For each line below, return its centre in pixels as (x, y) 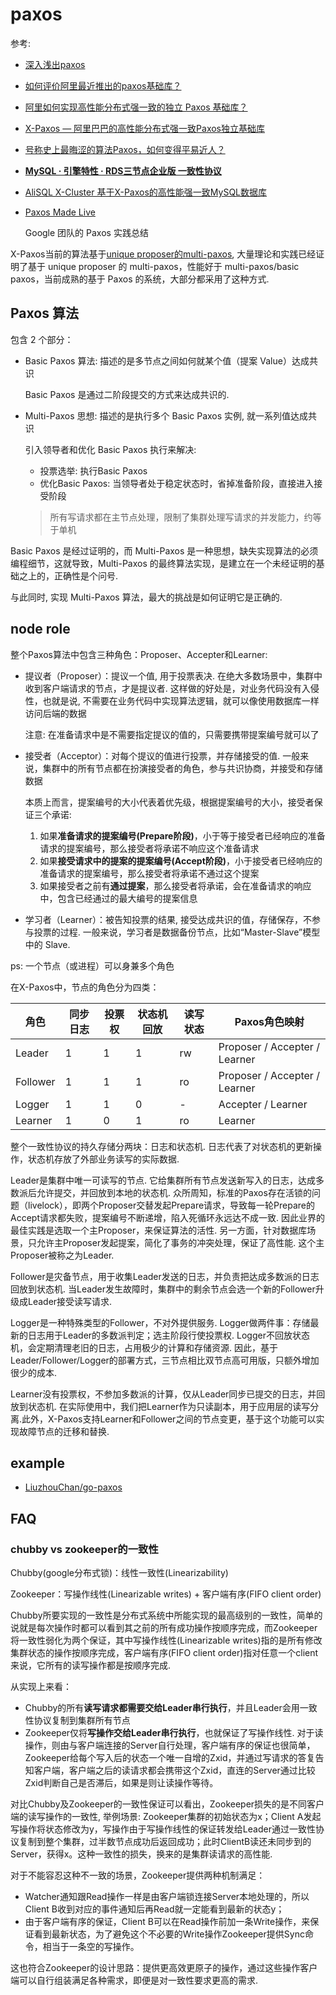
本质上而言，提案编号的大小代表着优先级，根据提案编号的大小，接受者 (169, 802)
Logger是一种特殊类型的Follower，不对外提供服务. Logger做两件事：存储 (160, 1322)
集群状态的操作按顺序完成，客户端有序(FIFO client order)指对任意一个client (164, 1653)
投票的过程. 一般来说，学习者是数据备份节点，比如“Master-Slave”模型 (177, 932)
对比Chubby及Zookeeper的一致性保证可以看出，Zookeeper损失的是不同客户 (167, 1804)
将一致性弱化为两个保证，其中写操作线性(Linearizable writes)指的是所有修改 (166, 1640)
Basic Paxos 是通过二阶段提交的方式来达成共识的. (127, 394)
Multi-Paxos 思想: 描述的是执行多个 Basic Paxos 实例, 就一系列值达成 (166, 415)
